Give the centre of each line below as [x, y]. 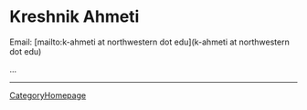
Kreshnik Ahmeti [74, 17]
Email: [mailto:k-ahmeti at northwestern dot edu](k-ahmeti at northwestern [149, 42]
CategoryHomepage [48, 95]
